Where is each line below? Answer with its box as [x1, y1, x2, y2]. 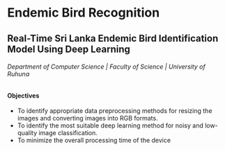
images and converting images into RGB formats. [17, 114, 158, 123]
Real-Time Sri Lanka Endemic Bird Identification [7, 33, 219, 44]
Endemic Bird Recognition [7, 5, 160, 21]
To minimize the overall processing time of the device [17, 136, 171, 145]
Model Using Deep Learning [7, 43, 130, 55]
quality [17, 129, 38, 137]
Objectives [7, 91, 40, 100]
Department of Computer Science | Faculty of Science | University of [7, 62, 205, 71]
